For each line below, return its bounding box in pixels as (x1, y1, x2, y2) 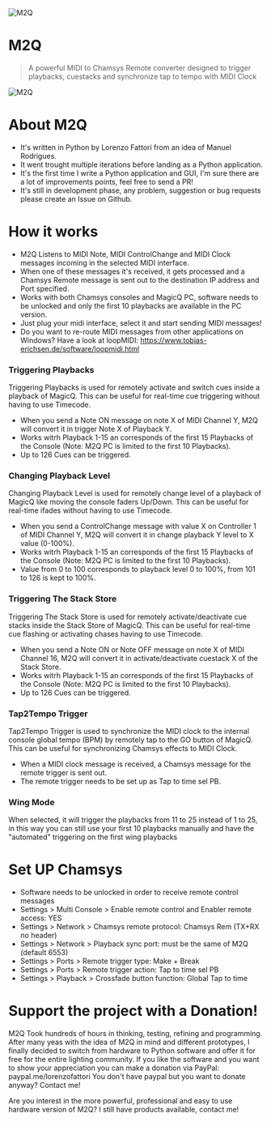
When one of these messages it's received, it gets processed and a (19, 267, 245, 276)
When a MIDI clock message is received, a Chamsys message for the (19, 759, 252, 769)
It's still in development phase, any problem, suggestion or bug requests (19, 186, 261, 195)
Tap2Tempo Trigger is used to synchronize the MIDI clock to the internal (8, 727, 249, 736)
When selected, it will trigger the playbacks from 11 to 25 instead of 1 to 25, (8, 815, 258, 825)
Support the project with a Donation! (8, 1002, 258, 1020)
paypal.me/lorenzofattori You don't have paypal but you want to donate (8, 1072, 246, 1081)
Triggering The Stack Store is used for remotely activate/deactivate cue (8, 612, 248, 621)
